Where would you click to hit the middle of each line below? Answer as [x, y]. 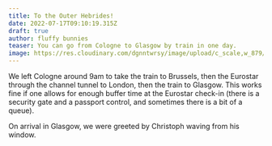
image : [19, 53]
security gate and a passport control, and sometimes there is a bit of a [125, 102]
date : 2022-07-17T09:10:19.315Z [63, 23]
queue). [21, 111]
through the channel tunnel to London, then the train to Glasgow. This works [135, 85]
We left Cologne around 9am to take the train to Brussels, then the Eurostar [134, 76]
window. [22, 135]
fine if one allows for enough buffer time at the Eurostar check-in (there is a [134, 93]
